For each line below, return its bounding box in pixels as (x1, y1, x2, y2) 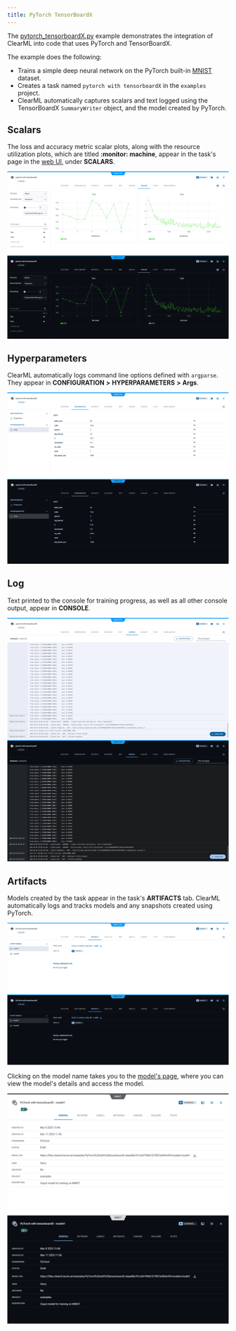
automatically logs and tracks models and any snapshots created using (7, 901, 213, 910)
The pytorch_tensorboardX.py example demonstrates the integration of (7, 32, 214, 40)
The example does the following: (7, 53, 102, 61)
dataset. (17, 74, 41, 82)
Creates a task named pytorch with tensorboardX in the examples (17, 81, 206, 89)
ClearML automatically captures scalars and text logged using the (17, 96, 209, 105)
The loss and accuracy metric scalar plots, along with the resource (7, 143, 200, 151)
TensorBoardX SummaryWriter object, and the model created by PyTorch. (17, 103, 227, 112)
